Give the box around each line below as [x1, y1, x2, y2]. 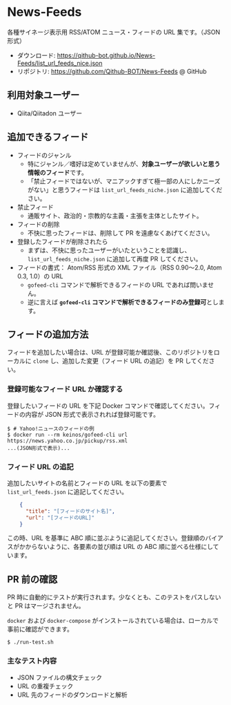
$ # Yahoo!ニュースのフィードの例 [7, 425, 94, 432]
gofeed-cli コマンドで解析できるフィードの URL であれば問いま [27, 281, 208, 289]
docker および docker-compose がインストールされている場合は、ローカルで [7, 617, 219, 625]
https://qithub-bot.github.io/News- [57, 51, 156, 59]
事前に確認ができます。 [7, 625, 74, 633]
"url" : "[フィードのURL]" [25, 514, 95, 521]
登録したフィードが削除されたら [17, 237, 108, 245]
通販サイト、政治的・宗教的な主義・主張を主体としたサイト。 [27, 211, 203, 220]
